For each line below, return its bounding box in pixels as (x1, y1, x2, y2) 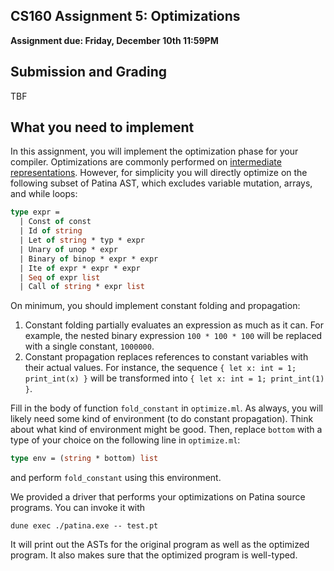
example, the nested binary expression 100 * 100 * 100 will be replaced (24, 330, 323, 342)
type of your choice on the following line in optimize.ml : (10, 434, 241, 446)
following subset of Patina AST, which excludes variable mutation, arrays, (10, 177, 313, 189)
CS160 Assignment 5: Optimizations (10, 8, 241, 25)
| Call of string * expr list (19, 282, 145, 292)
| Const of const (19, 217, 92, 227)
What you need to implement (10, 119, 195, 136)
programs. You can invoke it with (10, 502, 146, 514)
